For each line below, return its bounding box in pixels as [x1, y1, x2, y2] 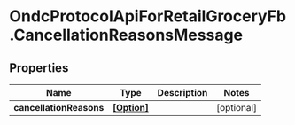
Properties [9, 60, 69, 75]
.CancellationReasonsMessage [9, 25, 244, 45]
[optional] [216, 102, 257, 113]
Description [157, 87, 208, 98]
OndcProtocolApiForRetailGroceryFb [9, 6, 286, 27]
